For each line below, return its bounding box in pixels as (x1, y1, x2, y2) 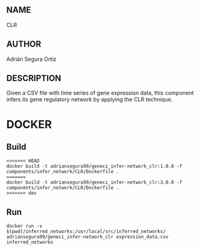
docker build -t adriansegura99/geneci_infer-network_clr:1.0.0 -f (6, 163, 183, 169)
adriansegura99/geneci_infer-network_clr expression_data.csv (6, 234, 169, 240)
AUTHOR (6, 39, 42, 50)
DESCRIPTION (6, 73, 61, 83)
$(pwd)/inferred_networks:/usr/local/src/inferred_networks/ (6, 228, 166, 235)
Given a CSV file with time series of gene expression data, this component (6, 89, 194, 97)
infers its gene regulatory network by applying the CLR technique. (6, 96, 173, 103)
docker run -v (6, 223, 43, 230)
